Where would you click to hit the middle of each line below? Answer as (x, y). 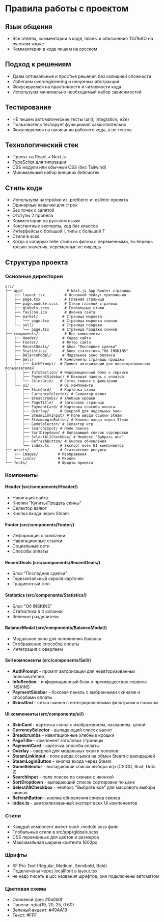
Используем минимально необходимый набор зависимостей (77, 92)
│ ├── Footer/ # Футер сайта (48, 342)
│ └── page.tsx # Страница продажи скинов (61, 329)
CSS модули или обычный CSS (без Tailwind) (59, 167)
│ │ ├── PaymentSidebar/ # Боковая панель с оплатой (65, 376)
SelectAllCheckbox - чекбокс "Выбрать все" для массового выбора (84, 787)
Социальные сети (31, 546)
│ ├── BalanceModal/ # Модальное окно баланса (60, 355)
